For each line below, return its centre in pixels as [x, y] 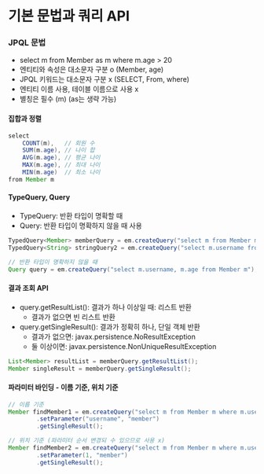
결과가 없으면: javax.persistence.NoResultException [114, 336]
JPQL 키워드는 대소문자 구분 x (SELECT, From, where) [104, 79]
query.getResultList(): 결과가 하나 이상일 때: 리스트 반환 [106, 307]
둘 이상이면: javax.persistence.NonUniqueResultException [124, 346]
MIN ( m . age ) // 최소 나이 [61, 173]
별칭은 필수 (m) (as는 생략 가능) [68, 99]
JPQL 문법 [27, 42]
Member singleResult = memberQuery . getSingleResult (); [100, 369]
